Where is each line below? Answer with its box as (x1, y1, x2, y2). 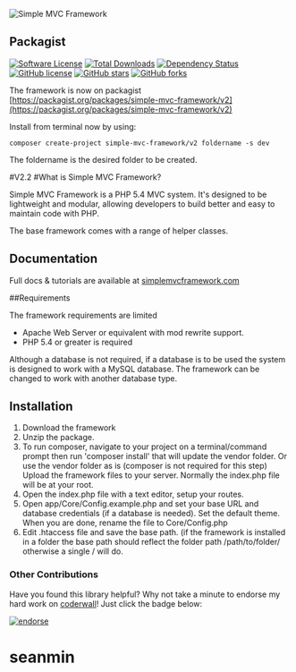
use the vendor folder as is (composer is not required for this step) (21, 461, 267, 472)
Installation (9, 399, 73, 414)
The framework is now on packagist (9, 85, 141, 96)
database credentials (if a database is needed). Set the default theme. (21, 508, 280, 519)
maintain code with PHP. (9, 208, 100, 218)
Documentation (9, 251, 98, 267)
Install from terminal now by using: (9, 121, 137, 132)
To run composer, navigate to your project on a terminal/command (21, 441, 267, 452)
